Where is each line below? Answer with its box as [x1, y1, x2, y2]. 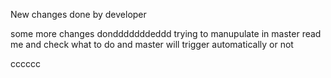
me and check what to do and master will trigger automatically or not [10, 39, 294, 50]
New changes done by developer [10, 9, 147, 20]
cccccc [10, 58, 41, 69]
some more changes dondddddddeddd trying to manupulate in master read [10, 28, 322, 39]
